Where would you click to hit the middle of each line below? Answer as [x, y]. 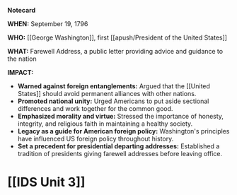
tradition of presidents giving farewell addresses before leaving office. [120, 154]
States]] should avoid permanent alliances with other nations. [107, 94]
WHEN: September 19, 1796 [48, 24]
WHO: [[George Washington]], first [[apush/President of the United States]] [117, 37]
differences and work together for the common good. [95, 108]
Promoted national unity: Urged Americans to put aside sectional [113, 101]
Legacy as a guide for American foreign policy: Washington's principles [123, 131]
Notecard [22, 10]
